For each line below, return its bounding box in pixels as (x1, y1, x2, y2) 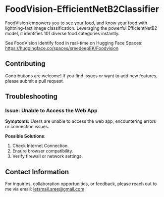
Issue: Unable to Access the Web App (5, 107, 98, 114)
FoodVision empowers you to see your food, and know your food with (5, 20, 148, 26)
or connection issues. (5, 124, 50, 130)
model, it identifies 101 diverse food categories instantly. (5, 30, 120, 36)
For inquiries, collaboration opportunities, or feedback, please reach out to (5, 181, 157, 187)
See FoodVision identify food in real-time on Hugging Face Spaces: (5, 40, 143, 46)
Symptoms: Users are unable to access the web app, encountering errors (5, 118, 156, 124)
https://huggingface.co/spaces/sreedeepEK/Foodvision (5, 45, 119, 51)
